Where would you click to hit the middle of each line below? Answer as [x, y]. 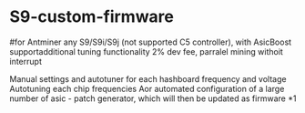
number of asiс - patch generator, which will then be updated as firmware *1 [153, 98]
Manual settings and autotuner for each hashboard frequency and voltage [148, 78]
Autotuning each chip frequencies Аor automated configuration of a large [147, 88]
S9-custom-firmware [92, 17]
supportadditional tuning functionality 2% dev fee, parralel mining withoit [147, 51]
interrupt [26, 61]
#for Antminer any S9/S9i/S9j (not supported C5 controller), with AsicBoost [151, 42]
